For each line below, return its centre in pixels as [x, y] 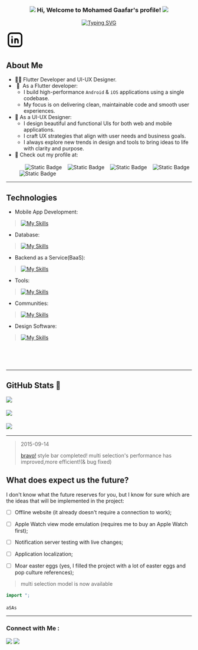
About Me [24, 65]
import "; [18, 595]
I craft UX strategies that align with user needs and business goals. [105, 136]
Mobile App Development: [46, 212]
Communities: [32, 303]
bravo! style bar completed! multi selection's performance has [96, 455]
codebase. [36, 99]
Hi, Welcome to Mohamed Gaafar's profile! [99, 10]
